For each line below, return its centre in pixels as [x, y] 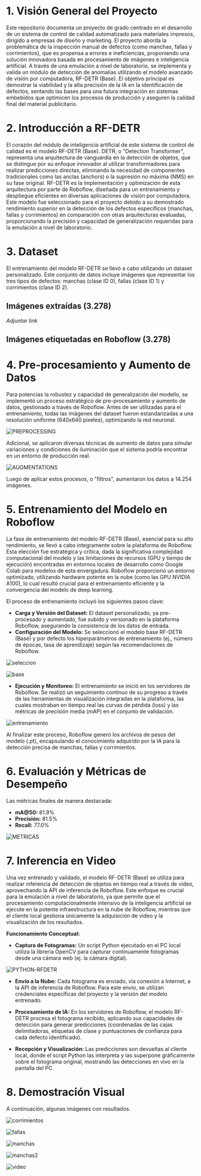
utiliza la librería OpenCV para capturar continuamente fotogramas [97, 951]
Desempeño [37, 784]
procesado [28, 619]
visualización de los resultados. [45, 922]
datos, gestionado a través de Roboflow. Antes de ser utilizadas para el [94, 407]
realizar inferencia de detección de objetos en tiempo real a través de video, [100, 884]
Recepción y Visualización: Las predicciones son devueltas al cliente [101, 1048]
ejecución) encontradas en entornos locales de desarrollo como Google [95, 564]
